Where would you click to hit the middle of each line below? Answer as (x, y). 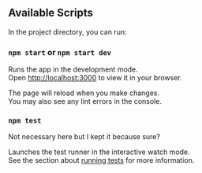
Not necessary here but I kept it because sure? (84, 137)
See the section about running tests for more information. (101, 160)
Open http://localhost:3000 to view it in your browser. (95, 78)
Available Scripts (50, 13)
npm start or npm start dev (60, 52)
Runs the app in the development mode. (73, 69)
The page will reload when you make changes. (84, 93)
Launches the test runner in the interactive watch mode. (99, 152)
